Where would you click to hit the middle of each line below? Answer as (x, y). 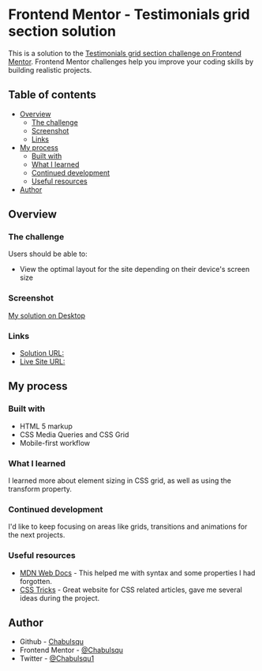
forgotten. (36, 581)
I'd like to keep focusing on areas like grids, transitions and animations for (128, 526)
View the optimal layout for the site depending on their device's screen (135, 270)
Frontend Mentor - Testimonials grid (129, 15)
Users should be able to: (48, 254)
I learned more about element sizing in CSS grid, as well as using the (120, 481)
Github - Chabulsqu (52, 642)
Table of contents (52, 95)
